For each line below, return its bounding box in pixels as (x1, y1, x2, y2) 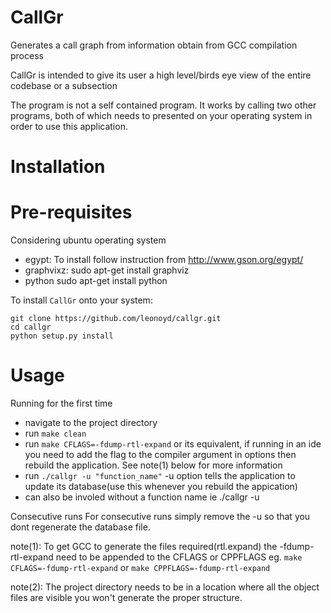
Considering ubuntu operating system (10, 234, 167, 246)
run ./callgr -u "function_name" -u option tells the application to (24, 470, 296, 481)
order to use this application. (10, 120, 128, 132)
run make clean (24, 427, 87, 439)
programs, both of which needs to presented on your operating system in (10, 109, 313, 121)
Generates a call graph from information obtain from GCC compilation (10, 39, 298, 51)
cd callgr (10, 322, 52, 333)
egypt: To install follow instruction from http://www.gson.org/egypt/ (24, 254, 304, 266)
